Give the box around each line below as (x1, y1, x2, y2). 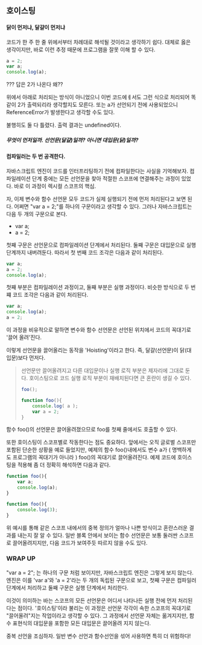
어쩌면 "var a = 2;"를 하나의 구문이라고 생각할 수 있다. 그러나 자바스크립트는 (14, 203, 192, 210)
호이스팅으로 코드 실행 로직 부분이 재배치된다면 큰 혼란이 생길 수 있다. (29, 375, 192, 382)
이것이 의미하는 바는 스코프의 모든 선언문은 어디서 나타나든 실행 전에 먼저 (6, 597, 177, 604)
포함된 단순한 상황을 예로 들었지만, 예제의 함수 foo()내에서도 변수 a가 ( (6, 446, 171, 454)
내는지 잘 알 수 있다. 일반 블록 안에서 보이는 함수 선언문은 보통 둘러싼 (17, 532, 178, 539)
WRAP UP (6, 554, 36, 563)
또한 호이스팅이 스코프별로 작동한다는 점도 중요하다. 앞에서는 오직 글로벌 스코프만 (6, 439, 197, 446)
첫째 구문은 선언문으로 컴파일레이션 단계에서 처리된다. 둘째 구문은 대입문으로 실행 (6, 241, 197, 249)
